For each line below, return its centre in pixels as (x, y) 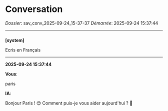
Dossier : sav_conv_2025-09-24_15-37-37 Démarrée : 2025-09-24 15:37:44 (82, 23)
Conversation (34, 9)
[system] (15, 40)
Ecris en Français (23, 50)
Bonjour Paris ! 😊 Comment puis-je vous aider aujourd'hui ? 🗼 (69, 103)
